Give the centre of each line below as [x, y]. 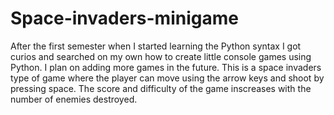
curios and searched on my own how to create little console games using [161, 56]
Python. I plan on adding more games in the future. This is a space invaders [166, 67]
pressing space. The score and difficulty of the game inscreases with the [161, 88]
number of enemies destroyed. [74, 99]
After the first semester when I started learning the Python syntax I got [156, 46]
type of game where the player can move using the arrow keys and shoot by [167, 78]
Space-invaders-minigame [124, 18]
